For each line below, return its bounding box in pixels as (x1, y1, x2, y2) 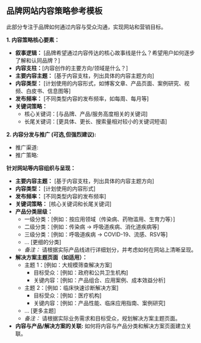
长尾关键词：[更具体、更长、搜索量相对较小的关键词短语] (24, 118, 167, 125)
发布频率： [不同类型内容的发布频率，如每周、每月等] (15, 95, 149, 102)
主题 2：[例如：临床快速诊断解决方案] (24, 284, 119, 291)
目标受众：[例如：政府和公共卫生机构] (33, 269, 129, 276)
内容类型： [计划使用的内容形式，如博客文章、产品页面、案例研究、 (15, 79, 185, 87)
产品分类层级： (15, 208, 53, 215)
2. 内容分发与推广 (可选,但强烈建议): (6, 131, 96, 138)
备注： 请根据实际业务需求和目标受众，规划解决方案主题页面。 (24, 314, 181, 322)
